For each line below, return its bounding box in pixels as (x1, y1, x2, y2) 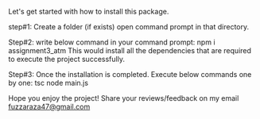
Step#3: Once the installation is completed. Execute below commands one (8, 70, 252, 79)
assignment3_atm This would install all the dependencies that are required (8, 46, 252, 55)
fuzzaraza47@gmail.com (8, 102, 91, 111)
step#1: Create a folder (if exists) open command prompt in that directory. (8, 22, 249, 31)
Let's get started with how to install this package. (8, 7, 169, 16)
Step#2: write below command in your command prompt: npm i (8, 37, 216, 47)
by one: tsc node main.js (8, 79, 89, 87)
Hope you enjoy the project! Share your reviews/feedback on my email (8, 94, 239, 102)
